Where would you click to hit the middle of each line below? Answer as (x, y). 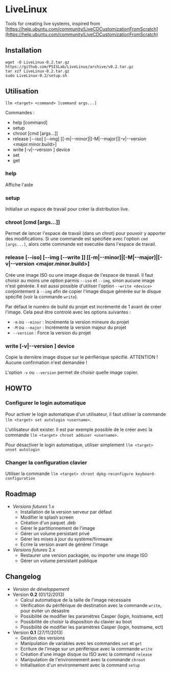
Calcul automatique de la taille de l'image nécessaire (76, 600)
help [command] (30, 122)
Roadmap (21, 494)
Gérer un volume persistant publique (59, 561)
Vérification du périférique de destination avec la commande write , (91, 605)
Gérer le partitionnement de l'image (58, 528)
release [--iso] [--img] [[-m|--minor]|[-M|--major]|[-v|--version (79, 138)
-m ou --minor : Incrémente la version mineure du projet (71, 322)
